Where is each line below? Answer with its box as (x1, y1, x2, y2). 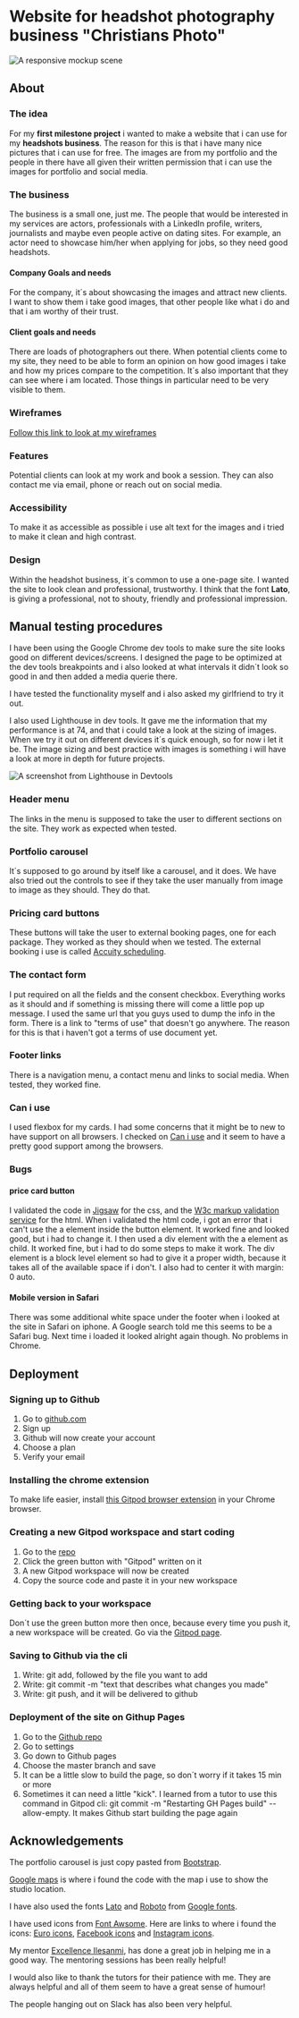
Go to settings (21, 1741, 74, 1751)
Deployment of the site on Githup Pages (9, 1711, 186, 1724)
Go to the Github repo (21, 1731, 103, 1742)
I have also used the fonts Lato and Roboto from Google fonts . (9, 1901, 238, 1912)
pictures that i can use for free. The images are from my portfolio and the (9, 147, 278, 157)
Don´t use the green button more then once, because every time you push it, (9, 1617, 291, 1629)
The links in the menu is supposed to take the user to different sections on (9, 813, 283, 824)
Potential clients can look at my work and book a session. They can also (9, 470, 274, 480)
